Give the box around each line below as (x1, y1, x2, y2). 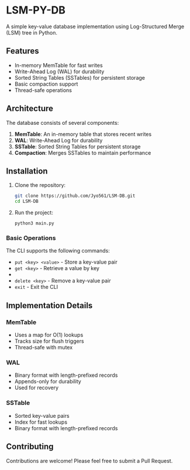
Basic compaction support (14, 80, 78, 87)
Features (6, 46, 39, 56)
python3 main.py (14, 220, 54, 226)
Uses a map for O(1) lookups (14, 332, 84, 339)
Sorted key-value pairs (14, 412, 70, 419)
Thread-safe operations (14, 86, 72, 94)
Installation (6, 166, 48, 176)
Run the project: (14, 209, 54, 216)
